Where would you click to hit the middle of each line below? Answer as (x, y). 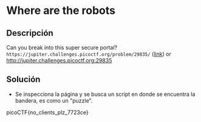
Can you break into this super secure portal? (62, 47)
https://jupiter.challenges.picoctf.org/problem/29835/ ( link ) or (89, 54)
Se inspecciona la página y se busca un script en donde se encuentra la (105, 94)
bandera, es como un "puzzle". (54, 100)
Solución (23, 80)
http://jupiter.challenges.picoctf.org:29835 (59, 60)
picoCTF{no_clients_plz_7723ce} (48, 112)
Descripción (30, 33)
